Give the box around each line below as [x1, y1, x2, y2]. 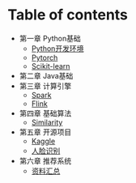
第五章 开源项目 [19, 127, 72, 137]
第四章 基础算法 [19, 108, 72, 118]
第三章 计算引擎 [19, 81, 72, 91]
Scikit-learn [31, 61, 70, 70]
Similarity [31, 117, 63, 127]
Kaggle [31, 136, 56, 146]
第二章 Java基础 [19, 70, 74, 80]
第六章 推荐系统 [19, 155, 72, 165]
